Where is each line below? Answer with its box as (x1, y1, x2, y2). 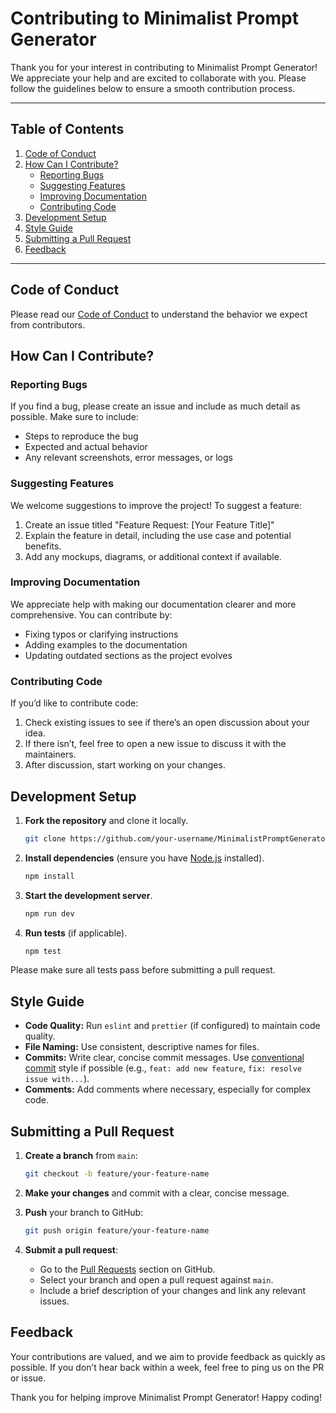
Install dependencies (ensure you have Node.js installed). (24, 852, 265, 864)
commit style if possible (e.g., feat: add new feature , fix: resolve (24, 1062, 302, 1074)
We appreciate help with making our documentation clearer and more (10, 598, 297, 610)
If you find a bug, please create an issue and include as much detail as (10, 400, 301, 412)
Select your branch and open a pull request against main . (39, 1273, 274, 1286)
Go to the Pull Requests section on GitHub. (39, 1263, 216, 1275)
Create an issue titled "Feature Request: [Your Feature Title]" (24, 518, 275, 531)
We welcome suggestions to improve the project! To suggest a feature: (10, 499, 302, 511)
